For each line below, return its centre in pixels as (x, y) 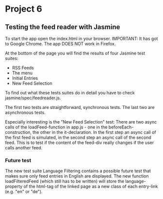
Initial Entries (25, 78)
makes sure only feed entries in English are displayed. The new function (77, 176)
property (14, 186)
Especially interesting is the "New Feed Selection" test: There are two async (81, 122)
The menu (22, 73)
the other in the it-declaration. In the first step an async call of (94, 132)
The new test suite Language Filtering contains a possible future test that (78, 171)
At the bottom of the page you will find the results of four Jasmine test (75, 53)
